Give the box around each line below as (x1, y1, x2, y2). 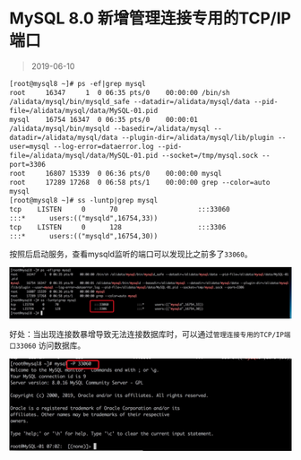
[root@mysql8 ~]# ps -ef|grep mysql (9, 79, 146, 88)
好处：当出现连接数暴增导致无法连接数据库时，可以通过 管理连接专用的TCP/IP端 (9, 329, 291, 340)
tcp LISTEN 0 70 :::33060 (9, 204, 230, 213)
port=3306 (9, 160, 47, 169)
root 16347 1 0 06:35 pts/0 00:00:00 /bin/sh (9, 88, 230, 97)
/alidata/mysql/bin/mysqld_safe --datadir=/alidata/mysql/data (9, 97, 251, 106)
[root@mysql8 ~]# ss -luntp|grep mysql (9, 195, 159, 204)
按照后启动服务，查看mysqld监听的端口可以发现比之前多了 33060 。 (9, 248, 253, 259)
